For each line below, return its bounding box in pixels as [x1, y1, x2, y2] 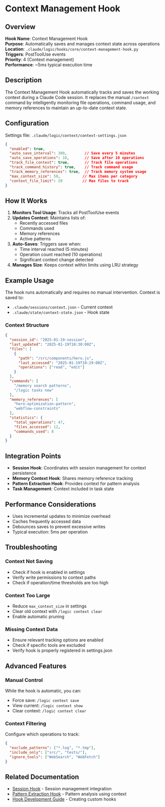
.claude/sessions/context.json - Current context [12, 304, 113, 310]
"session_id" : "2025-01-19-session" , [9, 337, 87, 342]
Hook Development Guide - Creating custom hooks [12, 796, 117, 802]
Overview [5, 23, 36, 31]
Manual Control [5, 676, 43, 683]
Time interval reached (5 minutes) [19, 246, 89, 252]
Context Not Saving [5, 558, 53, 565]
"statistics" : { [9, 415, 43, 420]
